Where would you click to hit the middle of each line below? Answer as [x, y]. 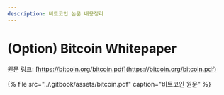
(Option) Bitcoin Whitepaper [92, 48]
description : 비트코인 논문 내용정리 [56, 14]
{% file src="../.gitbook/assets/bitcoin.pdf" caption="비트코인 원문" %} [109, 84]
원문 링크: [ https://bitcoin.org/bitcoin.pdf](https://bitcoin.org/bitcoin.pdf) [112, 69]
